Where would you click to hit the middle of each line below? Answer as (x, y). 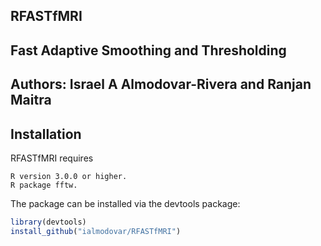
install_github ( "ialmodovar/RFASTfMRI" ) (96, 231)
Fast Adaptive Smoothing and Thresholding (148, 50)
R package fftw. (44, 185)
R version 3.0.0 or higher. (69, 176)
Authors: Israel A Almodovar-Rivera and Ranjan (161, 84)
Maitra (31, 100)
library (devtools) (48, 222)
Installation (46, 134)
